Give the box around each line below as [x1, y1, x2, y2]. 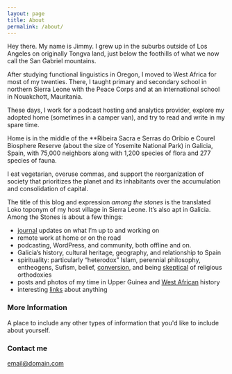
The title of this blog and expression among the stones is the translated [7, 198, 211, 206]
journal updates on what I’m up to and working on [17, 227, 160, 235]
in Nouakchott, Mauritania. [7, 92, 83, 101]
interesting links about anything [17, 286, 108, 294]
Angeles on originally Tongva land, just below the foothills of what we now [7, 49, 219, 58]
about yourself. [7, 326, 51, 334]
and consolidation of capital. [7, 185, 89, 193]
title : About [7, 17, 45, 24]
